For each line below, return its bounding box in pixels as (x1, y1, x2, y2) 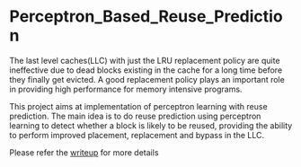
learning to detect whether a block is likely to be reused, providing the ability (9, 119, 293, 131)
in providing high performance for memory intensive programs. (9, 83, 243, 94)
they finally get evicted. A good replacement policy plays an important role (9, 74, 285, 84)
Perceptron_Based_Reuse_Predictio (9, 6, 283, 27)
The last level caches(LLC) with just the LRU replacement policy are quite (9, 55, 280, 66)
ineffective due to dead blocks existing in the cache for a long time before (9, 65, 283, 75)
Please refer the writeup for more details (9, 146, 159, 158)
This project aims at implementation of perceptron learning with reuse (9, 101, 268, 111)
